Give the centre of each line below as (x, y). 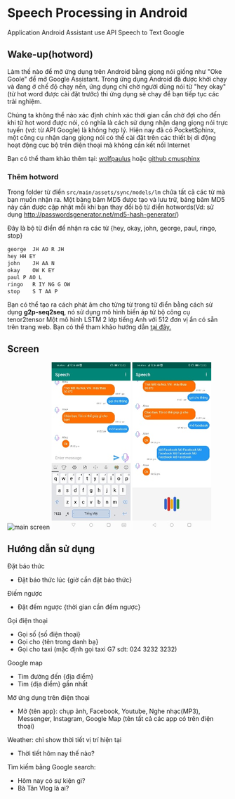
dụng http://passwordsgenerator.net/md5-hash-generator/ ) (93, 215)
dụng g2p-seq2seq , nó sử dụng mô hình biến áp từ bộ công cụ (99, 312)
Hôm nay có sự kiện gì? (51, 780)
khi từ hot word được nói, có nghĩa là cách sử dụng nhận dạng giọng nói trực (118, 122)
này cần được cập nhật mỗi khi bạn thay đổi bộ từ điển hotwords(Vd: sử (110, 207)
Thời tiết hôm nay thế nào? (56, 753)
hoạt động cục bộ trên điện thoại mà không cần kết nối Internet (99, 145)
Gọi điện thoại (27, 620)
